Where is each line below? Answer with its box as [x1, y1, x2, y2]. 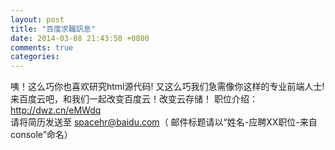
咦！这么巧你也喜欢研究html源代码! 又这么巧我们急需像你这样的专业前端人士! [10, 81, 325, 93]
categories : [10, 52, 60, 62]
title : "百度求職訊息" [10, 24, 96, 34]
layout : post [10, 14, 65, 25]
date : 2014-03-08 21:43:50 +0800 [10, 33, 150, 43]
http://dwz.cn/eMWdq [10, 104, 102, 116]
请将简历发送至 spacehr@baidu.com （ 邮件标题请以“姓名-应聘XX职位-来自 [10, 116, 318, 128]
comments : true [10, 42, 74, 53]
